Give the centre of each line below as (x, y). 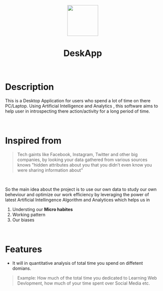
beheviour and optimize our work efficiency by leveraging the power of (77, 194)
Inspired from (33, 141)
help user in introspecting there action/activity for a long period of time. (78, 111)
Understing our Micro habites (42, 209)
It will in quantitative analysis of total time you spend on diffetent (78, 263)
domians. (21, 268)
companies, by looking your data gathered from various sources (82, 160)
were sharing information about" (50, 170)
